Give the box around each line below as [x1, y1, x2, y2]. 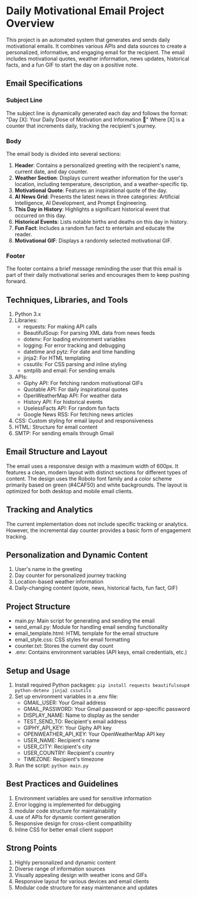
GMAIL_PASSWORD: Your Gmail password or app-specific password [23, 706, 190, 713]
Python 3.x [14, 311, 41, 318]
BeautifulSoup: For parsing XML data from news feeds [23, 330, 155, 337]
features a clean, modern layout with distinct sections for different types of [6, 468, 188, 476]
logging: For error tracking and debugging [23, 342, 125, 349]
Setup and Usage [6, 666, 71, 676]
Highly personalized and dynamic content [14, 859, 116, 866]
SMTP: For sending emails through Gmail [14, 430, 114, 437]
